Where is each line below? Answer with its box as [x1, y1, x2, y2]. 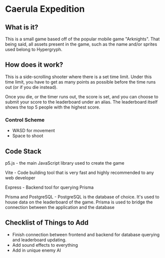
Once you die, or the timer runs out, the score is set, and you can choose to [5, 93, 159, 99]
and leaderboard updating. [12, 237, 66, 243]
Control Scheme [5, 116, 45, 123]
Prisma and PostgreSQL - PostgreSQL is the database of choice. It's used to [5, 194, 160, 200]
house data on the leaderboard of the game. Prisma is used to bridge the [5, 199, 153, 205]
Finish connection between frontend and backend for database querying [12, 231, 160, 237]
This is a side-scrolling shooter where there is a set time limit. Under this [5, 74, 152, 80]
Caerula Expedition [5, 3, 85, 15]
